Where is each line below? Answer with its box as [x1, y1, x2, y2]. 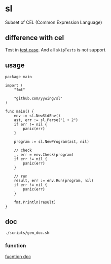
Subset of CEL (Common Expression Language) [5, 19, 102, 25]
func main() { [5, 109, 35, 114]
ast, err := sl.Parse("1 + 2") [14, 117, 78, 123]
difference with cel [5, 34, 64, 42]
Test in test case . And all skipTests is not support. [5, 46, 107, 52]
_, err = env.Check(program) [14, 152, 74, 157]
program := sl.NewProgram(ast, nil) [14, 139, 90, 144]
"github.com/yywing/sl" [14, 96, 63, 101]
